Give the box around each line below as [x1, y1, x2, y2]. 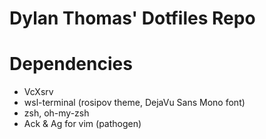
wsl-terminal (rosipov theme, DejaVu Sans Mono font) [23, 97, 246, 109]
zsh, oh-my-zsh [23, 107, 90, 119]
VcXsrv [23, 86, 54, 98]
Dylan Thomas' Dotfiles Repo [9, 7, 256, 30]
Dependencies [9, 53, 133, 76]
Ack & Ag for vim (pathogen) [23, 118, 142, 130]
